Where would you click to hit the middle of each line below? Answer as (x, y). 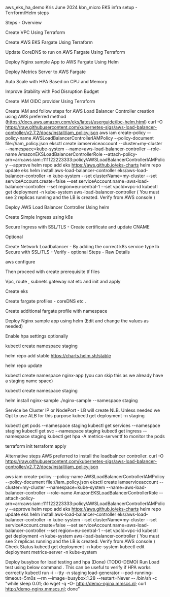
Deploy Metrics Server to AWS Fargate (46, 72)
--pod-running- (137, 573)
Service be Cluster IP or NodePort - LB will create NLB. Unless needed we (83, 410)
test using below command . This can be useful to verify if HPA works (78, 567)
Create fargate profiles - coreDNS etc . (46, 301)
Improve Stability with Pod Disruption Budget (52, 91)
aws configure (20, 262)
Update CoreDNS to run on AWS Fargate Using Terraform (65, 52)
